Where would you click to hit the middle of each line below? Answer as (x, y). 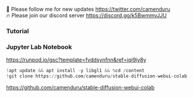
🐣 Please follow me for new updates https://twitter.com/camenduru (88, 9)
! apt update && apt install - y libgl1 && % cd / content (75, 71)
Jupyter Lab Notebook (39, 47)
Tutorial (18, 31)
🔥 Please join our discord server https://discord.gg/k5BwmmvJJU (87, 15)
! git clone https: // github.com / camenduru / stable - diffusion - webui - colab (96, 76)
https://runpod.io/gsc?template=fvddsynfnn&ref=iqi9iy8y (76, 60)
